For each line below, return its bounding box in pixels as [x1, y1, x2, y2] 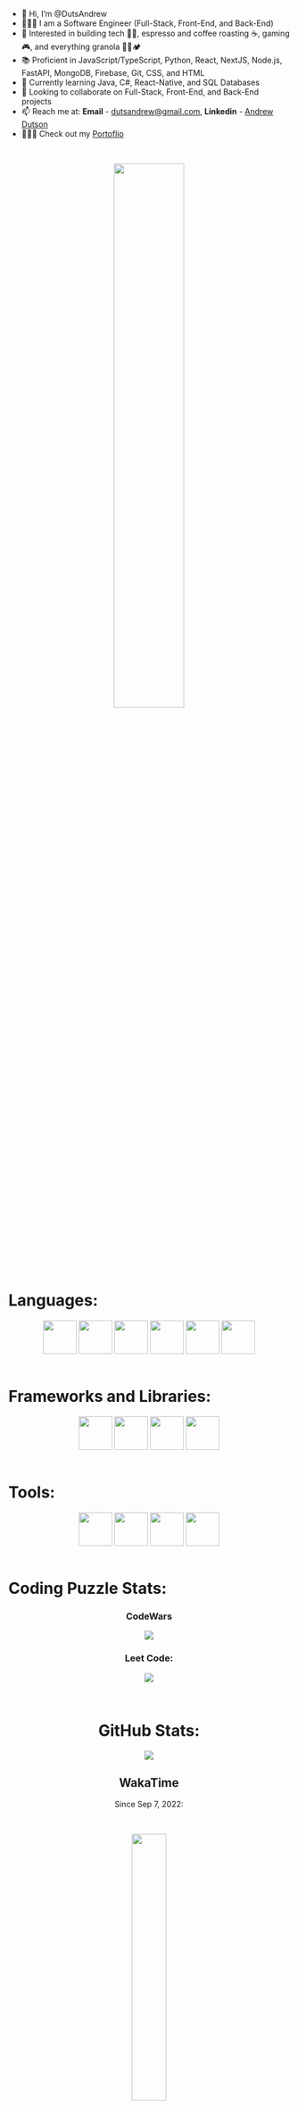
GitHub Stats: [98, 1720, 200, 1740]
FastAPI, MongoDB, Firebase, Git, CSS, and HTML [21, 68, 205, 78]
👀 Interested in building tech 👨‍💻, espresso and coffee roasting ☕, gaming [21, 28, 291, 38]
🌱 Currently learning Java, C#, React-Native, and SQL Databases [21, 77, 261, 88]
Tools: [8, 1482, 55, 1503]
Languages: [8, 1290, 99, 1311]
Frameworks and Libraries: [8, 1387, 211, 1406]
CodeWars [125, 1610, 173, 1622]
